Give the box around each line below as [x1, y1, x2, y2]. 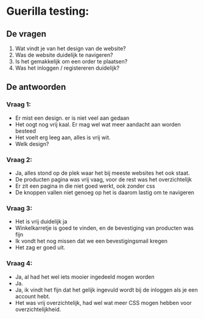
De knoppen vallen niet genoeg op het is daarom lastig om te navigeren [15, 188, 195, 196]
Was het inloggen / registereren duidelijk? [15, 64, 120, 71]
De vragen [6, 29, 47, 39]
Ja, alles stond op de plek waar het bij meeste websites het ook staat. [15, 169, 190, 177]
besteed [15, 127, 37, 134]
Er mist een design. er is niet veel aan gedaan [15, 114, 130, 122]
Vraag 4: [6, 259, 33, 268]
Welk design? [15, 140, 49, 147]
